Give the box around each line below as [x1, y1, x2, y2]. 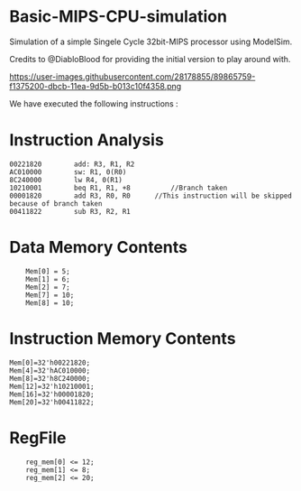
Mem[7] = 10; [25, 291, 75, 300]
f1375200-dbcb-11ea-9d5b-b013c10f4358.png [9, 80, 182, 91]
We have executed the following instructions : [9, 97, 178, 109]
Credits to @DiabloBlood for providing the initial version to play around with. [9, 53, 291, 64]
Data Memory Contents [9, 237, 187, 258]
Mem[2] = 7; [25, 283, 70, 292]
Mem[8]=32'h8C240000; [9, 374, 91, 383]
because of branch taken [9, 199, 103, 208]
